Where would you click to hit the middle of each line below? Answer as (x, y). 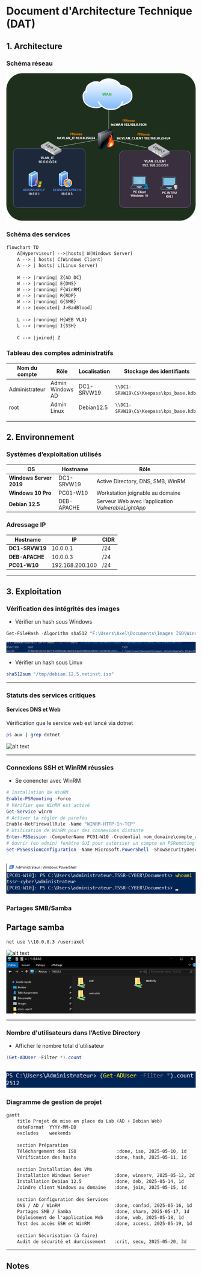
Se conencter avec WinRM (48, 781)
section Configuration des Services (63, 1200)
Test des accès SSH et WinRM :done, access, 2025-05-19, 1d (105, 1224)
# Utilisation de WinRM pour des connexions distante (75, 831)
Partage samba (35, 927)
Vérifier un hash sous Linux (49, 662)
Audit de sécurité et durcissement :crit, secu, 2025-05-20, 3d (102, 1242)
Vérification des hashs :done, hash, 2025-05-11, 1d (102, 1158)
